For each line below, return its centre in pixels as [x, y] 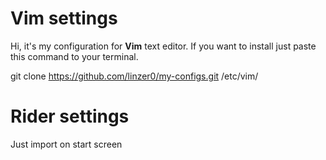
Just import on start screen [66, 144]
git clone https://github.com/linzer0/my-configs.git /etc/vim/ [134, 76]
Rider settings [70, 116]
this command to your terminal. [74, 56]
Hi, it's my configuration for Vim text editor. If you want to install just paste [163, 46]
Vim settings [64, 18]
